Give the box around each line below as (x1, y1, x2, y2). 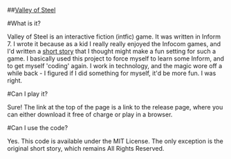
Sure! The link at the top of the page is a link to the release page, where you (7, 103, 223, 111)
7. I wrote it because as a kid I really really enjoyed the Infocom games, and (7, 40, 221, 47)
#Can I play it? (7, 89, 48, 98)
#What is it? (7, 19, 41, 27)
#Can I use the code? (7, 124, 68, 131)
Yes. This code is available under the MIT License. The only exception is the (7, 137, 223, 145)
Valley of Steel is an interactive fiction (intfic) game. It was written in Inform (7, 32, 221, 41)
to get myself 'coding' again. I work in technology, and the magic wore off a (7, 62, 223, 70)
